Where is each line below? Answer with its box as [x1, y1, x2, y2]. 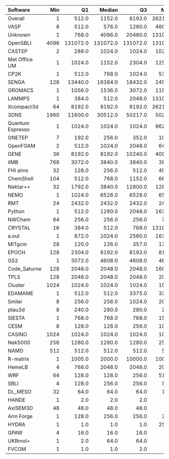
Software [8, 7, 30, 13]
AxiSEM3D [8, 405, 33, 412]
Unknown [8, 31, 31, 38]
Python [8, 208, 25, 215]
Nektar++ [8, 184, 31, 190]
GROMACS [8, 87, 34, 94]
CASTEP [8, 48, 28, 54]
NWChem [8, 216, 31, 223]
